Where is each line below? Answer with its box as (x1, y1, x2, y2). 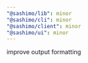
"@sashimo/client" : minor (6, 23, 81, 29)
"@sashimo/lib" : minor (6, 10, 72, 17)
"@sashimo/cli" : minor (6, 16, 72, 23)
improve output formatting (6, 48, 81, 56)
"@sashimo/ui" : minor (6, 29, 69, 36)
